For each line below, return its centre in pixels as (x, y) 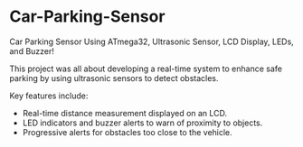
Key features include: (49, 96)
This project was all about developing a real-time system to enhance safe (146, 69)
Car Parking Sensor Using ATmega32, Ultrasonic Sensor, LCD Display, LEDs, (151, 41)
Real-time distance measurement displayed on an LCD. (125, 113)
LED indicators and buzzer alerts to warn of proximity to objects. (142, 123)
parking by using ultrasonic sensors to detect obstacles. (114, 78)
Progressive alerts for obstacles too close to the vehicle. (127, 132)
